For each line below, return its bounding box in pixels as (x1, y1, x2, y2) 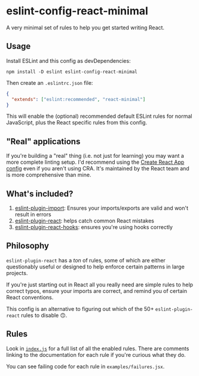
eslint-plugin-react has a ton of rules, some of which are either (6, 256, 166, 264)
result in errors (14, 211, 52, 218)
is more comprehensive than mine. (6, 172, 91, 179)
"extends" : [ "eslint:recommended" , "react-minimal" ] (11, 96, 146, 102)
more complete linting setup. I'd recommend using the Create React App (6, 158, 185, 166)
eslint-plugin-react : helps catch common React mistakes (14, 217, 154, 224)
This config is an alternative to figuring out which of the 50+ (6, 305, 154, 312)
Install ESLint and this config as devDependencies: (6, 57, 131, 64)
